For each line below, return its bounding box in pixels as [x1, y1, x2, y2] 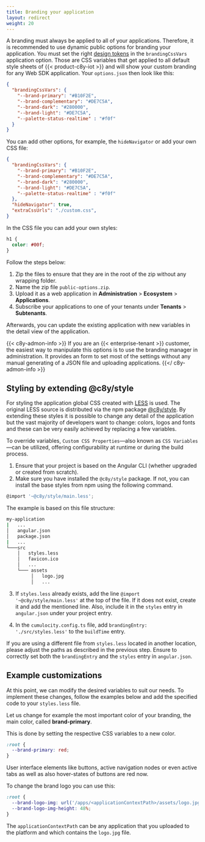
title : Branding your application [6, 9, 95, 15]
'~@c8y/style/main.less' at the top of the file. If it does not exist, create [15, 596, 196, 604]
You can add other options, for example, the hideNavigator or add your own [6, 138, 196, 146]
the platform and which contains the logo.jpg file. [6, 829, 131, 836]
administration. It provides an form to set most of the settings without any [6, 352, 191, 360]
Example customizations [6, 670, 103, 681]
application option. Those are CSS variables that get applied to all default [6, 56, 190, 64]
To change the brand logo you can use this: [6, 782, 116, 789]
